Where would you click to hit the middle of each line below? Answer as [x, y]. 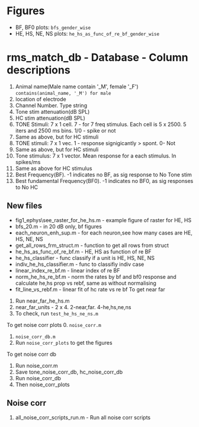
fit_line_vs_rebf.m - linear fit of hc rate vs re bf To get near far [90, 289]
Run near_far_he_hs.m [42, 301]
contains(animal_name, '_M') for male [63, 93]
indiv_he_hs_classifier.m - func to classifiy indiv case [80, 264]
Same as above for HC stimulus [54, 168]
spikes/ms [28, 162]
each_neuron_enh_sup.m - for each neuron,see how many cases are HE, [104, 233]
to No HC [27, 187]
